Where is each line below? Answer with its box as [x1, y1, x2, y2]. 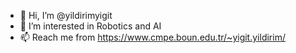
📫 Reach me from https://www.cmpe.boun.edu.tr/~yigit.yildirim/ [19, 31, 286, 43]
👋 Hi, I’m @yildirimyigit [19, 10, 113, 21]
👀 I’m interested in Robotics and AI [19, 20, 162, 32]
